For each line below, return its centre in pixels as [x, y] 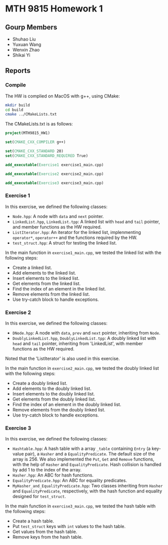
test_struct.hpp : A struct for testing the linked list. [64, 242]
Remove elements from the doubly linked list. [59, 410]
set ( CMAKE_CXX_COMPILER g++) [35, 142]
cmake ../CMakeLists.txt [31, 114]
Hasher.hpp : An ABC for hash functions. [53, 475]
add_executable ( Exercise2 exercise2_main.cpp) [54, 174]
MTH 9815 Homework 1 [54, 9]
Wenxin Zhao [26, 50]
